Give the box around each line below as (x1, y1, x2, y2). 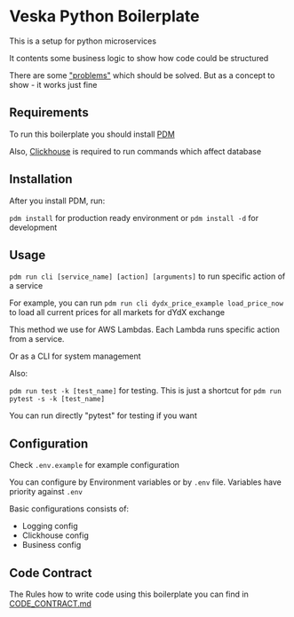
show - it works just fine (9, 79, 98, 90)
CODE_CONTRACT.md (9, 598, 91, 609)
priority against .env (9, 486, 83, 497)
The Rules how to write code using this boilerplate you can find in (9, 589, 249, 599)
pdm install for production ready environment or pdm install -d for (9, 212, 259, 223)
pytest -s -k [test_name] (9, 395, 105, 404)
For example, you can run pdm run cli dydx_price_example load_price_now (9, 297, 284, 308)
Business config (21, 540, 82, 550)
